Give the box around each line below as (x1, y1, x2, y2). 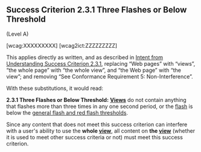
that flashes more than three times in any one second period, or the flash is (6, 103, 193, 110)
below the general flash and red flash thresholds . (6, 109, 129, 116)
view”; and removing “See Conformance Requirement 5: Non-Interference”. (6, 72, 193, 80)
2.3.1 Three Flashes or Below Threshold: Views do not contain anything (6, 96, 187, 103)
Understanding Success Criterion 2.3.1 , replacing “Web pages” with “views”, (6, 60, 196, 67)
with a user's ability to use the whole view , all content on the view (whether (6, 127, 195, 135)
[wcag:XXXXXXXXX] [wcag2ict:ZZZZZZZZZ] (6, 42, 118, 49)
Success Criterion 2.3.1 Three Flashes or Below (6, 5, 187, 15)
